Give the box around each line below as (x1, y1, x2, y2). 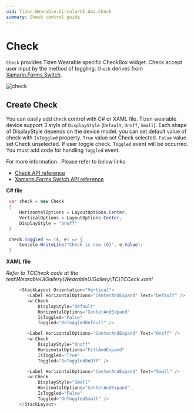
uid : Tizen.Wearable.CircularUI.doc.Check (6, 8, 112, 15)
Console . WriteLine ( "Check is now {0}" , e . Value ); (19, 242, 143, 248)
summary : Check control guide (6, 14, 81, 20)
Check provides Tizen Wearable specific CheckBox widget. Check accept (6, 59, 182, 66)
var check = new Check (8, 198, 65, 205)
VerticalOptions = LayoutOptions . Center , (19, 215, 122, 221)
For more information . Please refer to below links (6, 158, 125, 165)
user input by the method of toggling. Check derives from (6, 65, 143, 72)
